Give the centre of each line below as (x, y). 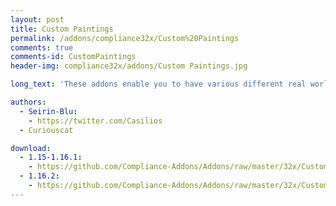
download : (31, 148)
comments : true (42, 47)
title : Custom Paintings (62, 29)
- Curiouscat (46, 130)
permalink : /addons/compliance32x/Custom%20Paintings (125, 38)
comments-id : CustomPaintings (73, 57)
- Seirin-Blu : (48, 111)
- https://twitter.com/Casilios (95, 121)
